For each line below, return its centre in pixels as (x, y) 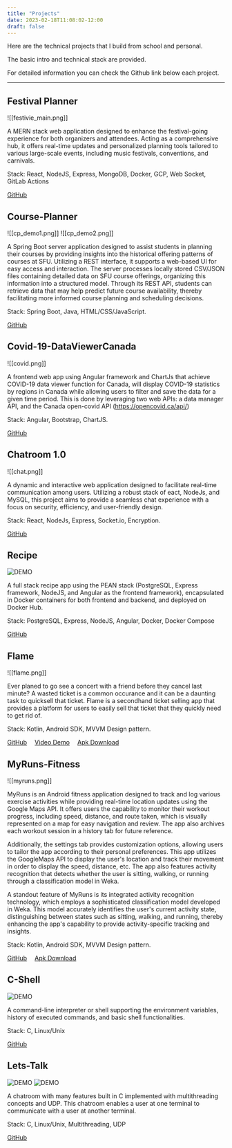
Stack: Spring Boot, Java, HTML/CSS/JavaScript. (77, 311)
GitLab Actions (28, 181)
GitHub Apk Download (42, 958)
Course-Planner (42, 216)
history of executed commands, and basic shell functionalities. (96, 1017)
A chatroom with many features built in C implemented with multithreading (113, 1096)
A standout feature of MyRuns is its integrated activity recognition (101, 895)
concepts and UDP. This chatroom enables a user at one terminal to (104, 1103)
